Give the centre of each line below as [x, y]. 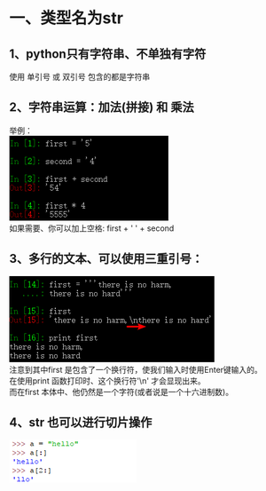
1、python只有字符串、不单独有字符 [108, 54]
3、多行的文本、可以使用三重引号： [106, 259]
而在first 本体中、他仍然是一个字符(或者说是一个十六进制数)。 [121, 392]
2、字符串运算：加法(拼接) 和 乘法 [102, 107]
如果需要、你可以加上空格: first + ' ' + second [92, 228]
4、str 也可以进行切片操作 [81, 423]
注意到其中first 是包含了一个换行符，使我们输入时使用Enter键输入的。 [136, 369]
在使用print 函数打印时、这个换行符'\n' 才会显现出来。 [107, 380]
